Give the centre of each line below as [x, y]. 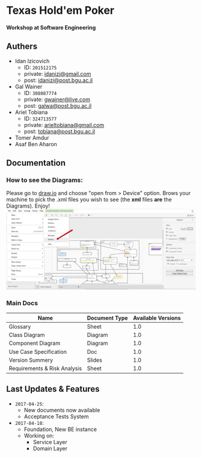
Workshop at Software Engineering [51, 27]
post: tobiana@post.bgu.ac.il [59, 131]
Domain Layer [50, 448]
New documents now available [62, 410]
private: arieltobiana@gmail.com [64, 125]
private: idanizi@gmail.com [57, 73]
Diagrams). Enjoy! [28, 206]
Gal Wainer [29, 86]
